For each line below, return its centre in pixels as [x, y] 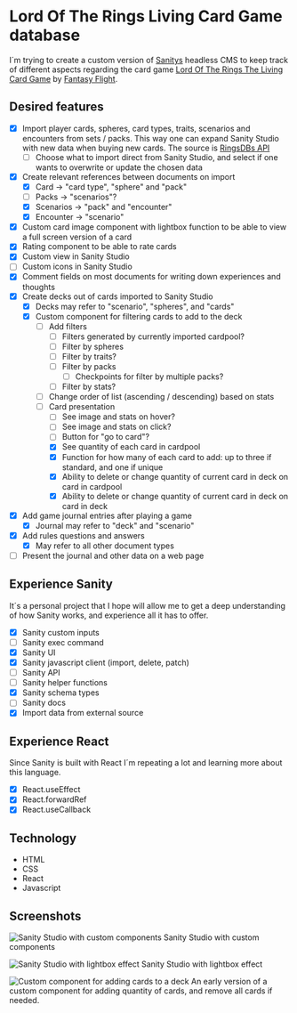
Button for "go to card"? [105, 437]
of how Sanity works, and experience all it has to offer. [109, 615]
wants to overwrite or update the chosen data [119, 167]
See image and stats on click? [116, 427]
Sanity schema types [60, 693]
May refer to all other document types [105, 546]
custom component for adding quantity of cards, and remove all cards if [141, 991]
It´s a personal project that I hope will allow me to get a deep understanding [148, 605]
